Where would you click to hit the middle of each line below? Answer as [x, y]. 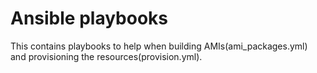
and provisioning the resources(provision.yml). [106, 56]
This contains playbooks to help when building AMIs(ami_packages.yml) [159, 46]
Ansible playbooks [89, 18]
